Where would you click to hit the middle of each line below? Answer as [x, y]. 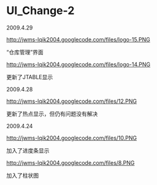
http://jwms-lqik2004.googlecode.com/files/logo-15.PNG [78, 39]
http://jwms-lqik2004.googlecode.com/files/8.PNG [71, 162]
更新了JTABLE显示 [30, 77]
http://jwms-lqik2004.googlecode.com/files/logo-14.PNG [78, 64]
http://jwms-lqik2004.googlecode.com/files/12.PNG [72, 101]
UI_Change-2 [40, 11]
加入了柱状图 [22, 175]
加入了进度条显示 [28, 150]
